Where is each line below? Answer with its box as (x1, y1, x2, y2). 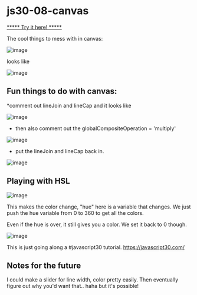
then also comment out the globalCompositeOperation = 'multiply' (15, 125, 176, 132)
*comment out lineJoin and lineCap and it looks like (6, 102, 132, 109)
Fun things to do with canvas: (6, 87, 117, 97)
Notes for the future (6, 260, 81, 270)
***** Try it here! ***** (6, 24, 63, 31)
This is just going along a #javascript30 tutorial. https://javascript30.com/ (6, 243, 185, 251)
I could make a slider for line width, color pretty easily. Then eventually (6, 276, 179, 283)
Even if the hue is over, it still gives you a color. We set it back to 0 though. (6, 221, 188, 228)
